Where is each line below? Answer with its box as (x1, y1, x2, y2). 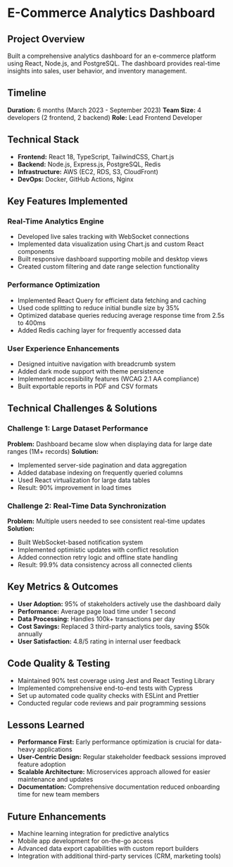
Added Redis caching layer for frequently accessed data (17, 326, 182, 334)
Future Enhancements (7, 811, 107, 823)
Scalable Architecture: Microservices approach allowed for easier (17, 768, 211, 776)
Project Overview (7, 33, 85, 45)
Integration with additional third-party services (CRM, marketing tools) (17, 851, 222, 861)
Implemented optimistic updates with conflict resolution (17, 545, 179, 554)
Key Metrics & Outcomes (7, 581, 118, 593)
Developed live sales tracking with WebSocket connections (17, 233, 189, 241)
